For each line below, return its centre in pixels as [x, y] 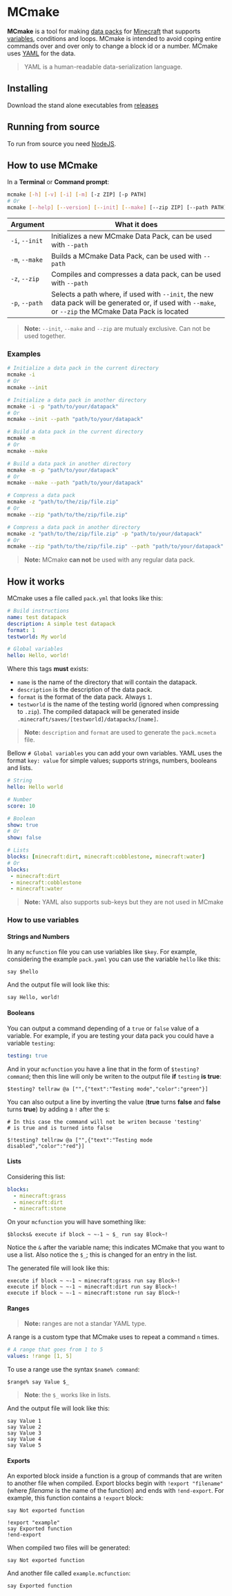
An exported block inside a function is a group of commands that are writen [115, 1476]
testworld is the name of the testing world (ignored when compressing [118, 704]
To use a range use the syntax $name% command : [74, 1370]
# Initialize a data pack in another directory [77, 400]
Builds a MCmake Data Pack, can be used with [127, 256]
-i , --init [27, 241]
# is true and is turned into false [60, 1128]
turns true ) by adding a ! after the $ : [59, 1109]
